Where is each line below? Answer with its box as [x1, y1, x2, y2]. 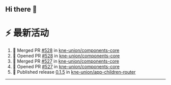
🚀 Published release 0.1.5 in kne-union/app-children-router [12, 69, 136, 75]
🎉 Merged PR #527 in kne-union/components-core [12, 58, 120, 64]
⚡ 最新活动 [5, 27, 49, 39]
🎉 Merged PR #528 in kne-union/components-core [12, 47, 120, 53]
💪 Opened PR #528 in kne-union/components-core [12, 53, 120, 59]
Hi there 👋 [5, 5, 37, 14]
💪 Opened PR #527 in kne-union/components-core [12, 64, 120, 70]
